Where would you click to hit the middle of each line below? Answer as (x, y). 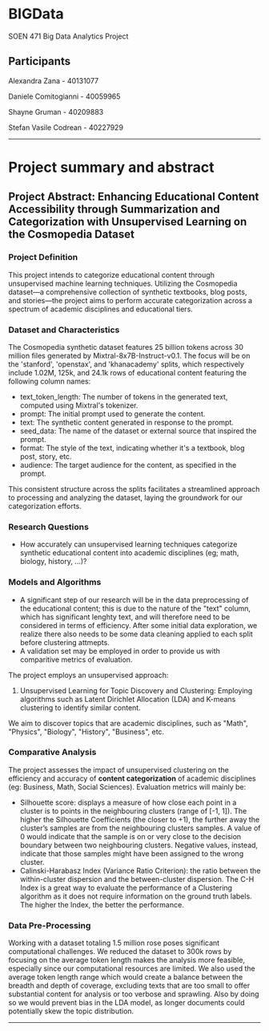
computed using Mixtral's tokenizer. (79, 405)
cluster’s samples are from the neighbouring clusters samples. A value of (140, 828)
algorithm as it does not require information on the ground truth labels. (136, 896)
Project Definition (43, 258)
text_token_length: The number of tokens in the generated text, (124, 396)
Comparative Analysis (52, 753)
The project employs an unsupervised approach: (88, 675)
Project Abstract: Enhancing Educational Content (134, 197)
